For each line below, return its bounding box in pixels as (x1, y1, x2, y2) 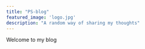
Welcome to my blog (6, 36, 57, 44)
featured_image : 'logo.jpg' (6, 14, 76, 20)
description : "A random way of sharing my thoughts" (6, 20, 140, 26)
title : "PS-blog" (6, 8, 50, 15)
